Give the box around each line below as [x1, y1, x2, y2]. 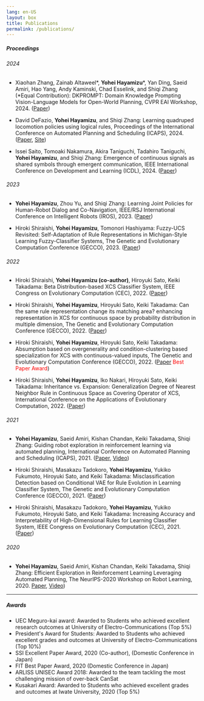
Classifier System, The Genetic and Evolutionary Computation [15, 486, 170, 493]
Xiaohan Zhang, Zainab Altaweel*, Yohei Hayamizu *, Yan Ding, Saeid [15, 78, 188, 86]
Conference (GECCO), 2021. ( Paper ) [15, 492, 106, 499]
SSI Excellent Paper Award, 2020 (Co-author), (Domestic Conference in [15, 649, 194, 657]
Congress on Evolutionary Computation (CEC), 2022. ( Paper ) [15, 289, 168, 297]
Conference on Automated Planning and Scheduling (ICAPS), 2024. [15, 129, 184, 137]
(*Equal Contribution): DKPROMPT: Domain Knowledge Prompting [15, 92, 181, 99]
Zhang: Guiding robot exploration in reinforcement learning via [15, 441, 171, 449]
